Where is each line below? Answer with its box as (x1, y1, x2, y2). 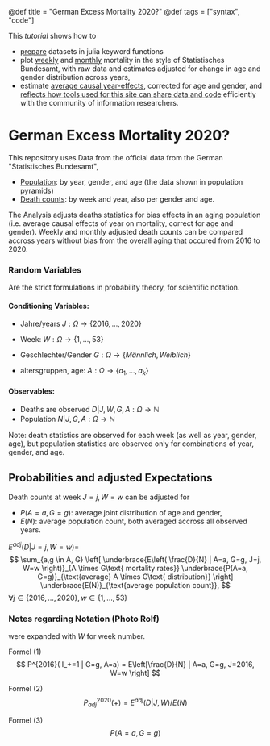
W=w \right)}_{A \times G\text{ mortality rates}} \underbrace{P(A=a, (23, 563, 248, 573)
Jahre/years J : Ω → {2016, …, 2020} (19, 319, 143, 329)
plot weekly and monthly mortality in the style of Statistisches (19, 56, 225, 65)
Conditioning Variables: (8, 301, 90, 310)
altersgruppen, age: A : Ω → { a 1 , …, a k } (19, 366, 149, 377)
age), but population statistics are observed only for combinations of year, (8, 439, 255, 448)
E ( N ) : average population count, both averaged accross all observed (19, 516, 247, 527)
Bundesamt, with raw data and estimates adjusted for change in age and (19, 64, 261, 73)
